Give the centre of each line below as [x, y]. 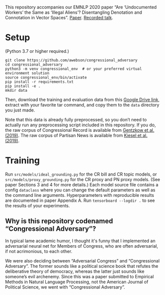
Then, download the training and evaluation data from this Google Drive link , [82, 99]
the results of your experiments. [37, 205]
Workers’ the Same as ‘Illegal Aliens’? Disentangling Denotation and [74, 12]
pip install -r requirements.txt [39, 82]
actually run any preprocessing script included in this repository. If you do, [81, 125]
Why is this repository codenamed [59, 221]
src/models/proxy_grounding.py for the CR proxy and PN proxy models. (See [82, 179]
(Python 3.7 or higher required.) [37, 51]
